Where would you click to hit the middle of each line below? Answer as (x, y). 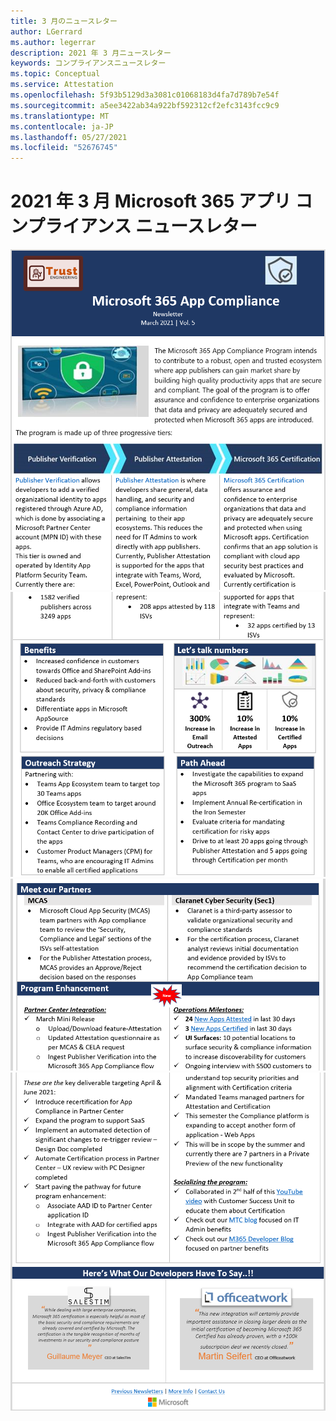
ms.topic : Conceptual (55, 74)
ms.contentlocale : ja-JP (62, 126)
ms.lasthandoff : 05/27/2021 (69, 137)
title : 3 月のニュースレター (64, 21)
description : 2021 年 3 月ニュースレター (91, 53)
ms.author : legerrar (53, 42)
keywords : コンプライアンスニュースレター (88, 63)
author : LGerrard (46, 31)
